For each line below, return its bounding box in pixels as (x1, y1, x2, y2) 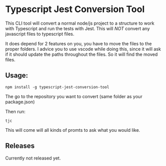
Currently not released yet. (5, 155, 61, 161)
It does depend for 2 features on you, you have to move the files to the (5, 40, 152, 46)
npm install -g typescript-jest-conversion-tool (5, 85, 109, 90)
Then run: (5, 108, 26, 114)
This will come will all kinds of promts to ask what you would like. (5, 127, 140, 133)
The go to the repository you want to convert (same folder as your (5, 93, 143, 99)
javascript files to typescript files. (5, 31, 75, 37)
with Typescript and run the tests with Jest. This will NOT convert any (5, 25, 150, 31)
